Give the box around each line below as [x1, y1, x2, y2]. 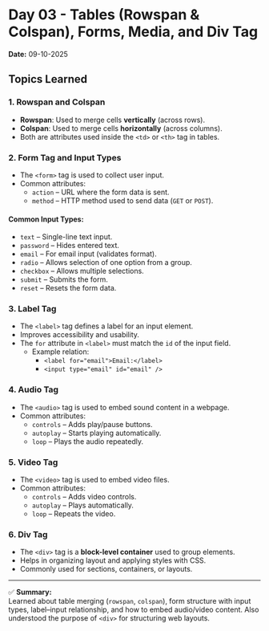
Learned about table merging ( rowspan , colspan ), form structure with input [8, 596, 251, 606]
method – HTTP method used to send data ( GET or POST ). [31, 195, 214, 206]
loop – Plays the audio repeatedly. [31, 436, 144, 446]
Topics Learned [8, 72, 88, 86]
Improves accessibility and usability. [19, 330, 140, 340]
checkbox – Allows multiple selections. [19, 267, 144, 276]
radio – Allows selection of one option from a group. [19, 258, 192, 267]
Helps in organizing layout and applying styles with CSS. [19, 556, 207, 565]
